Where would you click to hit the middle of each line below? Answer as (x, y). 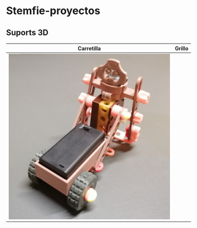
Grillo (182, 48)
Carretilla (89, 48)
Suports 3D (27, 33)
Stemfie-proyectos (53, 11)
